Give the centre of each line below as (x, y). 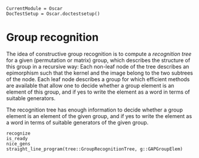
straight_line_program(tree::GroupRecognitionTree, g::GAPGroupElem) (95, 149)
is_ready (17, 138)
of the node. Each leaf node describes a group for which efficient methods (98, 79)
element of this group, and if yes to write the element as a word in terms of (98, 92)
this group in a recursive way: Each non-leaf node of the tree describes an (98, 66)
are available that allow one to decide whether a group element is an (90, 85)
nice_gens (19, 144)
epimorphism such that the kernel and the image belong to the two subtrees (99, 73)
